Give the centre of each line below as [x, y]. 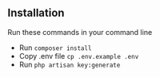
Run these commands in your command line [80, 32]
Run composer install [55, 48]
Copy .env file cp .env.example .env [79, 56]
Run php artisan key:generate [70, 64]
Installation [36, 13]
